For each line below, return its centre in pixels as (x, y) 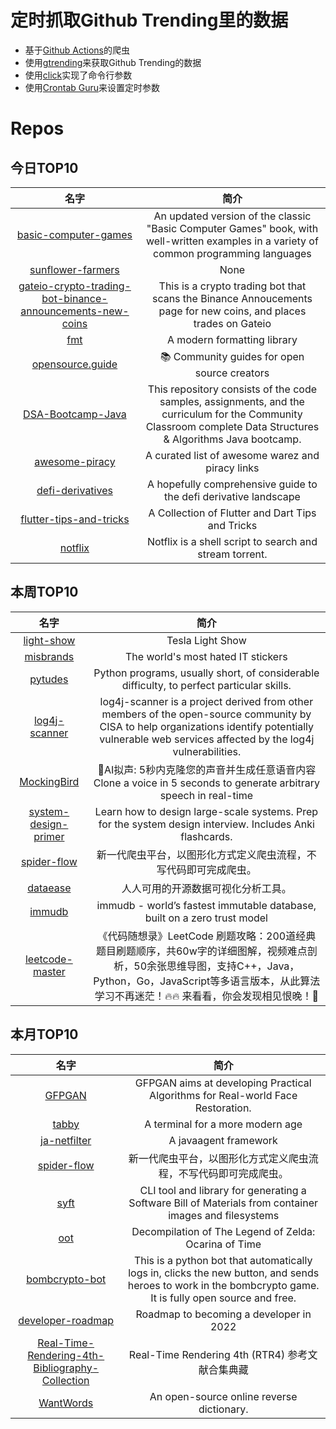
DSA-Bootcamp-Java (75, 414)
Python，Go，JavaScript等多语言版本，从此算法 (207, 981)
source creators (232, 373)
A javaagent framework (223, 1140)
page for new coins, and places (232, 311)
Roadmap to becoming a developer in (223, 1314)
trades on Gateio (232, 323)
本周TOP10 (44, 592)
